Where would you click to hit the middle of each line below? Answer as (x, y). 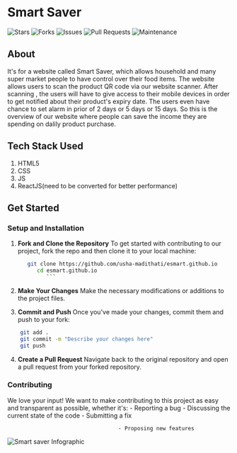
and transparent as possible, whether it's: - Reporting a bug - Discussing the (119, 408)
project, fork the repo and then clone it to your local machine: (107, 251)
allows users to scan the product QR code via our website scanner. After (113, 86)
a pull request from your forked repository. (79, 367)
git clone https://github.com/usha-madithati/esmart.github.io (122, 264)
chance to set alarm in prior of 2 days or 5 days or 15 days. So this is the (112, 109)
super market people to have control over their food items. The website (111, 79)
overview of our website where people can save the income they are (107, 116)
